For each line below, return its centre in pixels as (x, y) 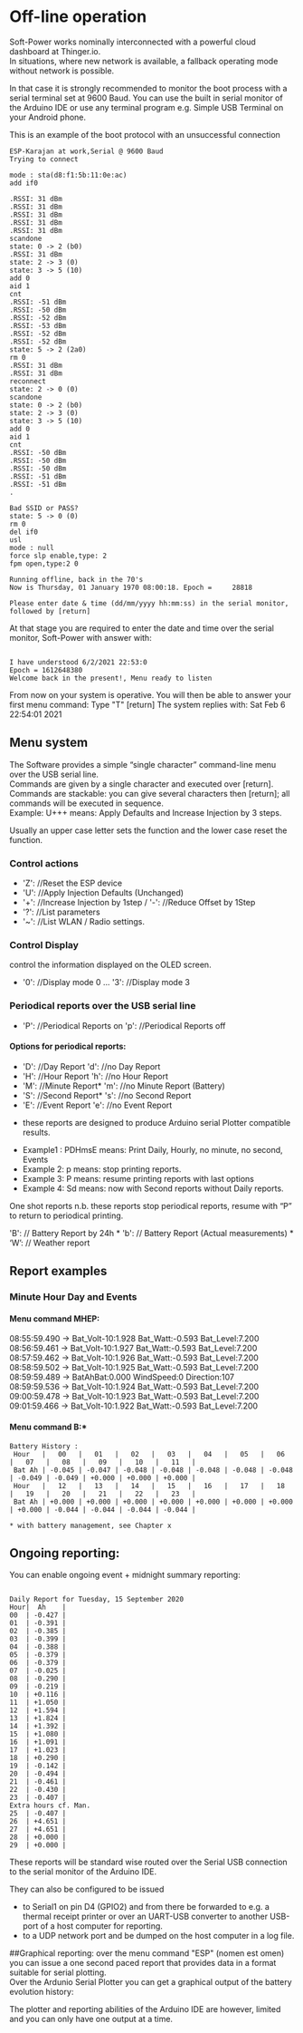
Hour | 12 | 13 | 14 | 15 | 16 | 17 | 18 (149, 1486)
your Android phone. (48, 117)
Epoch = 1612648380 (46, 670)
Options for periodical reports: (68, 1046)
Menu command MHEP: (55, 1318)
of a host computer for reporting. (101, 1926)
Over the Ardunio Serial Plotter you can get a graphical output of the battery (151, 1982)
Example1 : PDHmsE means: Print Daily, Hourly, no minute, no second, (152, 1149)
